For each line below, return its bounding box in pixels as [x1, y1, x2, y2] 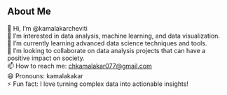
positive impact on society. [7, 54, 85, 62]
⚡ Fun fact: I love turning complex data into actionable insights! [7, 80, 189, 88]
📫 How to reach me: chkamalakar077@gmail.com [7, 61, 152, 70]
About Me [7, 6, 51, 17]
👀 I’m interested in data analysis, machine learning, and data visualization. [7, 31, 221, 40]
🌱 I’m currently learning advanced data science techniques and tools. [7, 38, 207, 47]
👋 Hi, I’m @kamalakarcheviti [7, 24, 88, 32]
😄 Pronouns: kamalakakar [7, 71, 83, 80]
